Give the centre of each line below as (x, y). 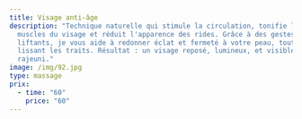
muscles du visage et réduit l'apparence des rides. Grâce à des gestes (156, 34)
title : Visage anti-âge (54, 17)
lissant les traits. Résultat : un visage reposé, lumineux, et (140, 51)
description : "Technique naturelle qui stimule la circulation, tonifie (148, 26)
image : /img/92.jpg (46, 68)
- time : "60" (42, 92)
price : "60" (48, 101)
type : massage (36, 76)
